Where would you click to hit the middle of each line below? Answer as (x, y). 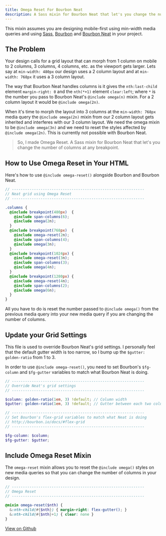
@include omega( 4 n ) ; (35, 268)
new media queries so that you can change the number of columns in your (81, 473)
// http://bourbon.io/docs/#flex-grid (45, 422)
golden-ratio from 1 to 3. (30, 357)
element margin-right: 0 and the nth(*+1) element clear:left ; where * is (80, 91)
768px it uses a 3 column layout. (53, 77)
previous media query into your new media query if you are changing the (79, 314)
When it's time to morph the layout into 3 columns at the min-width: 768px (81, 112)
